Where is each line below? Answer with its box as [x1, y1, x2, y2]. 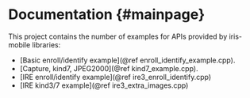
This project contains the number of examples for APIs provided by [8, 32, 228, 41]
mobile [8, 40, 31, 49]
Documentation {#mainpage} [8, 6, 206, 24]
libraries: [32, 40, 61, 49]
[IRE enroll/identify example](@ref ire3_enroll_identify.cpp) [19, 72, 212, 81]
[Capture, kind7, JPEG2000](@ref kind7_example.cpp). [19, 63, 198, 73]
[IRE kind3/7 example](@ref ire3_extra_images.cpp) [19, 81, 189, 90]
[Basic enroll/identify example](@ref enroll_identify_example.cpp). [19, 55, 236, 65]
